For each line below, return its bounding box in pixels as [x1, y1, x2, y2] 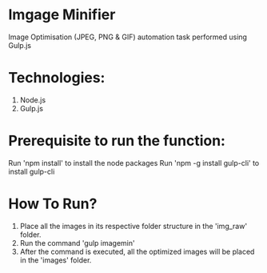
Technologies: [8, 69, 106, 87]
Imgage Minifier [8, 6, 116, 24]
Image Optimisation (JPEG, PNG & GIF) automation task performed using [8, 32, 248, 42]
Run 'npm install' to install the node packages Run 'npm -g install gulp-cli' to [8, 158, 260, 167]
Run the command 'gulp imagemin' [19, 238, 135, 247]
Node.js [19, 94, 46, 105]
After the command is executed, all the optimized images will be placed [19, 247, 255, 256]
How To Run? [8, 195, 98, 213]
